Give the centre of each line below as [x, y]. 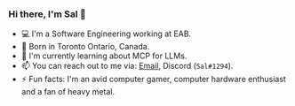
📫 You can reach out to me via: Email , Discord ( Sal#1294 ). [127, 66]
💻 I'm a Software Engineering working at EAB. [106, 34]
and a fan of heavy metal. [68, 92]
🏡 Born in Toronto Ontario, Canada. [85, 47]
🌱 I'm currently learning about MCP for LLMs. [104, 56]
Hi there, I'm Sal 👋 [47, 14]
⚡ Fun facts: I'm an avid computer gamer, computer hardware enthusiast [153, 79]
